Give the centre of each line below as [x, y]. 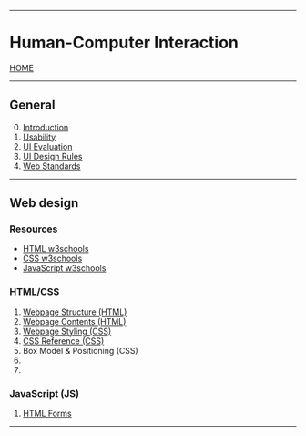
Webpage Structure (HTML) [75, 312]
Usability [39, 137]
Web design [44, 203]
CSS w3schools [52, 259]
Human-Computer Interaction [124, 43]
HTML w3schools [56, 249]
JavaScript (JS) [45, 393]
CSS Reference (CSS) [63, 341]
